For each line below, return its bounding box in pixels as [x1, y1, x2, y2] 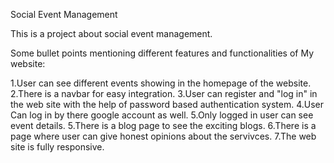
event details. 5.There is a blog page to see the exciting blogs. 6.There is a [10, 120, 317, 131]
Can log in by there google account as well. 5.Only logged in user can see [10, 109, 314, 121]
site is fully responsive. [10, 141, 105, 153]
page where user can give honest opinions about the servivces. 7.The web [10, 130, 317, 142]
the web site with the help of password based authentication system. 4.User [10, 99, 325, 110]
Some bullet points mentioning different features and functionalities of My [10, 47, 315, 59]
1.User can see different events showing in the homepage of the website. [10, 77, 312, 89]
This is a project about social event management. [10, 28, 213, 39]
